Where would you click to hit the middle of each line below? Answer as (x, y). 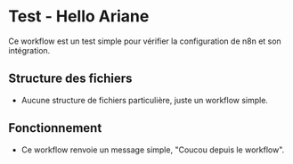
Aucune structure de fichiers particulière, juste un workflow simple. (145, 100)
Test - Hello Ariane (79, 16)
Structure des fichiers (70, 79)
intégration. (29, 50)
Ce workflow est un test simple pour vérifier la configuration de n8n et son (145, 41)
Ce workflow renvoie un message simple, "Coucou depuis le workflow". (153, 150)
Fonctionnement (55, 128)
